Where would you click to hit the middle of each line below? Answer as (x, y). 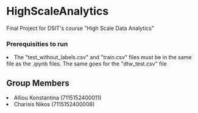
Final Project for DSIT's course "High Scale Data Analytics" (80, 28)
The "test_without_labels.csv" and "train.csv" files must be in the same (103, 57)
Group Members (38, 83)
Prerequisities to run (37, 44)
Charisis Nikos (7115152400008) (55, 104)
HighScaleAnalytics (58, 11)
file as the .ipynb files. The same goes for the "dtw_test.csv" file (87, 64)
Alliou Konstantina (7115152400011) (58, 98)
